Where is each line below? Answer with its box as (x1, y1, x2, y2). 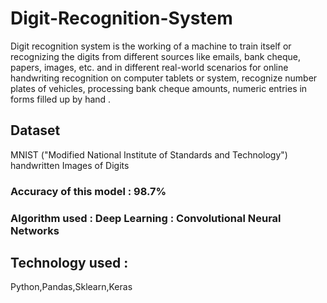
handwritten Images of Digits (10, 159, 130, 171)
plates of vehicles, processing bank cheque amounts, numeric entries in (10, 82, 308, 94)
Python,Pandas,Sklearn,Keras (10, 281, 133, 293)
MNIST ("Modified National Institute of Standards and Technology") (10, 148, 288, 161)
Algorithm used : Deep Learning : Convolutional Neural (10, 211, 282, 225)
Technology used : (10, 254, 129, 271)
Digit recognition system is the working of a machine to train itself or (10, 40, 292, 52)
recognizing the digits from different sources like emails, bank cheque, (10, 50, 301, 62)
